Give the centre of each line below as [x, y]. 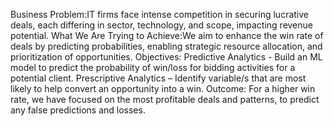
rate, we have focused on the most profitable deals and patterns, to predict [165, 99]
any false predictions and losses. [78, 110]
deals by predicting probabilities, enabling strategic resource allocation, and [166, 46]
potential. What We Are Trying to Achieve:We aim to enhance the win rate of [167, 35]
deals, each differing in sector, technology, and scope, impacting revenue [161, 25]
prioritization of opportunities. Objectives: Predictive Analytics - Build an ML [166, 57]
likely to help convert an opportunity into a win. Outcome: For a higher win [163, 88]
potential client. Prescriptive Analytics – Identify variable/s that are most [158, 78]
